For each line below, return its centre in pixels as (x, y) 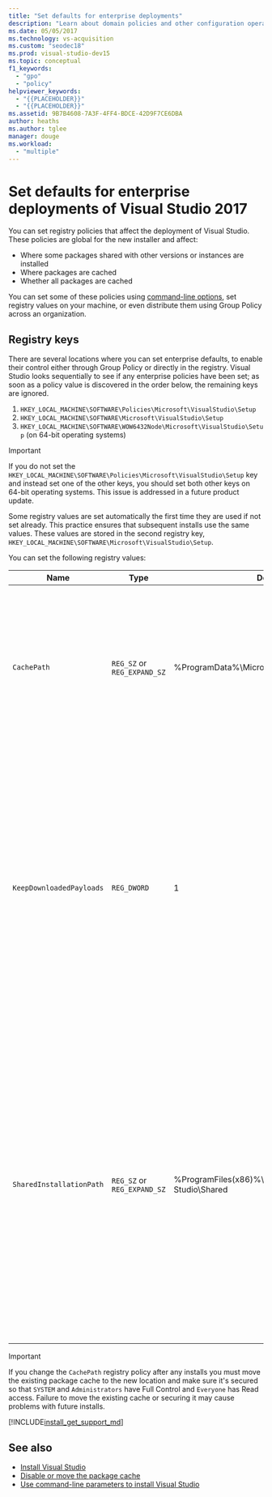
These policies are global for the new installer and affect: (103, 240)
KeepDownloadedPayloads (58, 888)
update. (21, 501)
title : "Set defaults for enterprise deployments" (96, 16)
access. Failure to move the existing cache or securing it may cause (121, 1398)
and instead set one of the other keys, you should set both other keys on (130, 483)
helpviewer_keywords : (45, 91)
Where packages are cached (68, 273)
